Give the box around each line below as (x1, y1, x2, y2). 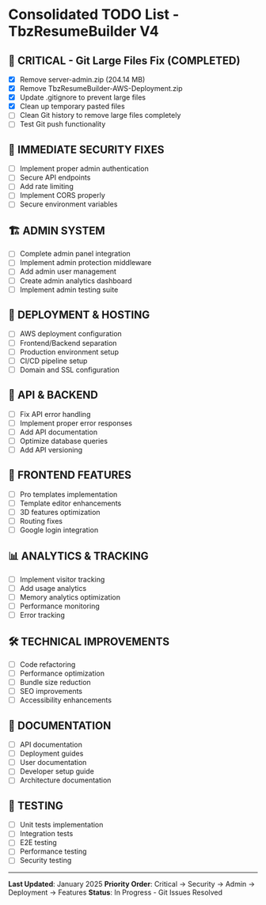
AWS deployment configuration (19, 329, 123, 339)
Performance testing (19, 846, 87, 856)
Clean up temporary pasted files (19, 101, 125, 112)
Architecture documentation (19, 775, 112, 785)
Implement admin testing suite (19, 285, 119, 294)
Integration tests (19, 829, 74, 839)
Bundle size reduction (19, 678, 91, 687)
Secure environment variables (19, 199, 118, 209)
